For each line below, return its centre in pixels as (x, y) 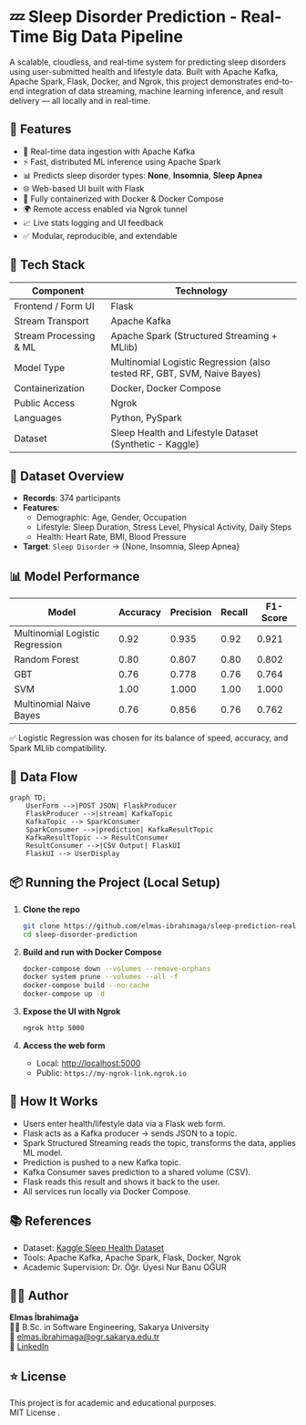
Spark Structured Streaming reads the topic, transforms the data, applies (159, 1142)
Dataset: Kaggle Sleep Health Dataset (93, 1247)
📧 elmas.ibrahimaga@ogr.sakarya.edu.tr (85, 1337)
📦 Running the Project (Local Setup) (115, 883)
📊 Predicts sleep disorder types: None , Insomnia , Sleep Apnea (142, 175)
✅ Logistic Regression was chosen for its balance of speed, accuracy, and (149, 738)
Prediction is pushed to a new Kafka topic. (102, 1162)
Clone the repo (51, 909)
